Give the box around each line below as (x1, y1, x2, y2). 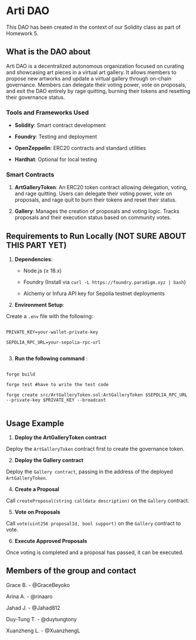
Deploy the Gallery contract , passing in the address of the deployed (6, 468, 173, 475)
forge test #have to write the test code (6, 382, 109, 388)
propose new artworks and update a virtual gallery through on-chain (6, 75, 172, 82)
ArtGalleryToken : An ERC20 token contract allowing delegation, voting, (14, 184, 188, 191)
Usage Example (6, 418, 65, 428)
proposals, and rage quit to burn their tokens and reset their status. (14, 196, 177, 203)
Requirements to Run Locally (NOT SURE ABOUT (6, 231, 187, 241)
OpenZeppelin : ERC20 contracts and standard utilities (14, 145, 146, 152)
